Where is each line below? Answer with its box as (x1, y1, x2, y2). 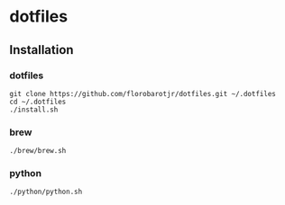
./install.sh (9, 105, 59, 114)
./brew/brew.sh (9, 147, 67, 156)
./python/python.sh (9, 187, 83, 197)
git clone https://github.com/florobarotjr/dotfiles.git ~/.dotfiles (9, 89, 277, 98)
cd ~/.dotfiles (9, 97, 67, 106)
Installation (9, 42, 74, 58)
